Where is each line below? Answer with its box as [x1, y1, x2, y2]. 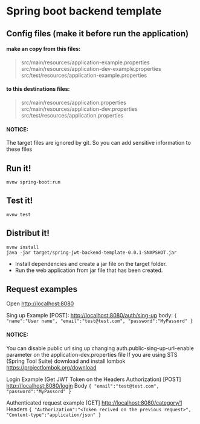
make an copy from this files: [6, 45, 81, 53]
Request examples [6, 284, 78, 294]
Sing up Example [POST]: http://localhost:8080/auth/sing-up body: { [6, 312, 177, 319]
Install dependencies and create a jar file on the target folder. [15, 260, 167, 267]
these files [6, 145, 33, 153]
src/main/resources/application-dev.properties [21, 105, 138, 113]
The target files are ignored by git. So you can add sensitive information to [6, 139, 192, 147]
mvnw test [6, 211, 31, 217]
